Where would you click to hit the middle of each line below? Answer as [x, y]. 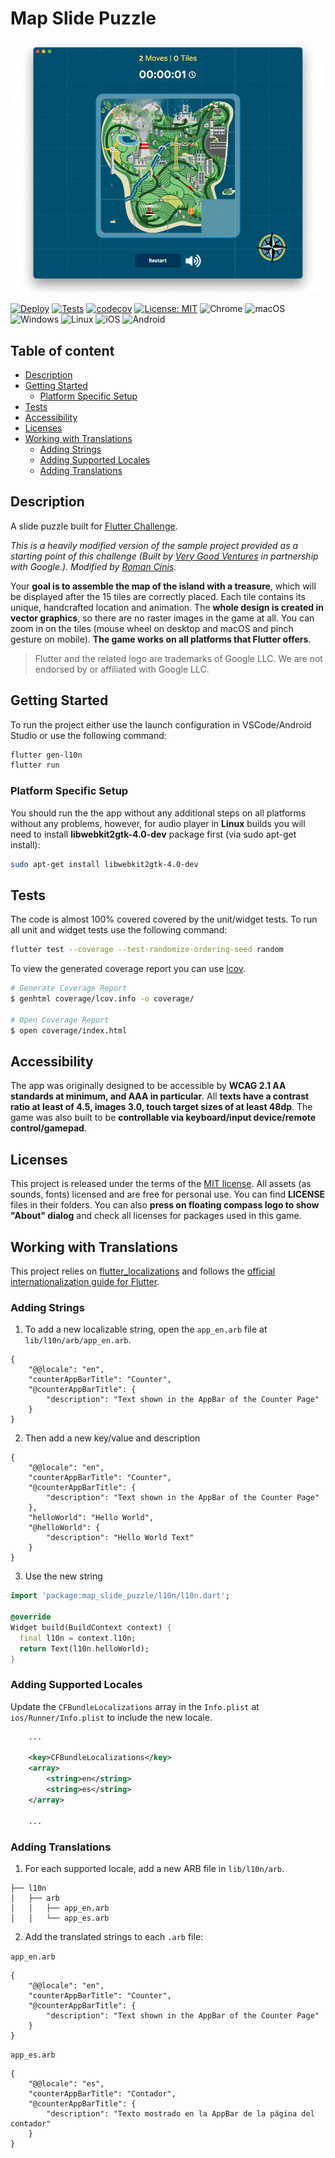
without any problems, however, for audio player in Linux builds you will [158, 823]
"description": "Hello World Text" [120, 1538]
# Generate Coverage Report [69, 988]
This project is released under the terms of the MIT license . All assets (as [161, 1184]
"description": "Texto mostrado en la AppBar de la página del [180, 2113]
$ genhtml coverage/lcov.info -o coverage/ [102, 999]
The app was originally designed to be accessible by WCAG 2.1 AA [148, 1086]
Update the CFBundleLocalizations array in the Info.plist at [135, 1706]
